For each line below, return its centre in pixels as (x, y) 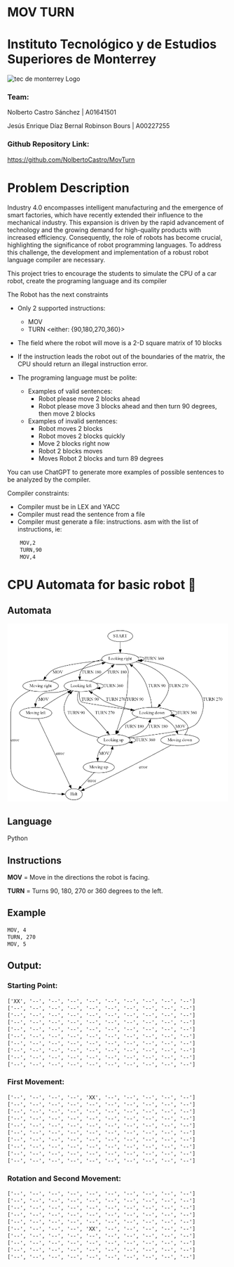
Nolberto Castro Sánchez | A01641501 (62, 112)
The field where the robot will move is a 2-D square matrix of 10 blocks (119, 342)
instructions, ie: (40, 529)
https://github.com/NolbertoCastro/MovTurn (71, 160)
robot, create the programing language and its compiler (87, 281)
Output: (25, 966)
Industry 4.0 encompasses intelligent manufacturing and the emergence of (115, 207)
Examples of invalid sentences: (73, 421)
